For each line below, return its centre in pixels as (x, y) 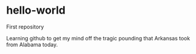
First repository (25, 27)
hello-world (36, 10)
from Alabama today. (32, 45)
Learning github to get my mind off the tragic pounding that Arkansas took (98, 38)
